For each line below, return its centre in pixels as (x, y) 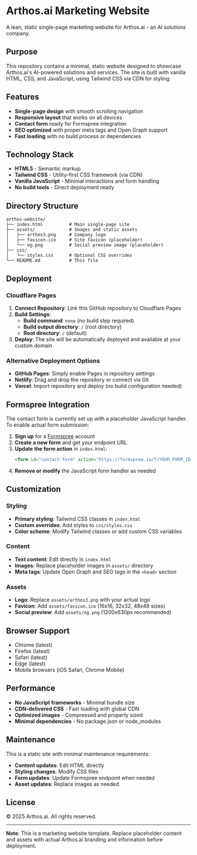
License (21, 802)
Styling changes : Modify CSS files (56, 772)
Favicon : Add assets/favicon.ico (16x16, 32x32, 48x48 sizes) (90, 606)
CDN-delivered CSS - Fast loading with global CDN (77, 709)
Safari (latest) (31, 657)
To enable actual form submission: (48, 425)
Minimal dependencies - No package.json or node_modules (88, 721)
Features (23, 97)
